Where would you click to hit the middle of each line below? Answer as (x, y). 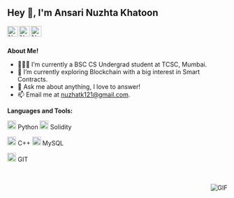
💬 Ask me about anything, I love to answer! (79, 86)
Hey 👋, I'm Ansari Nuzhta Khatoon (83, 13)
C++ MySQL (41, 143)
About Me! (23, 50)
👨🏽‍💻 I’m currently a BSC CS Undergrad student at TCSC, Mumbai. (112, 64)
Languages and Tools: (40, 111)
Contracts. (32, 79)
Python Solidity (44, 127)
